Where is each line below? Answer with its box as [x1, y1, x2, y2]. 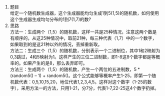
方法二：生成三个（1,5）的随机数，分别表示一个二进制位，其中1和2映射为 [9, 47, 160, 53]
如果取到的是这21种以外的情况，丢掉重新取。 [9, 41, 102, 47]
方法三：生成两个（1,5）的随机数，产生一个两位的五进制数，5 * [9, 66, 140, 72]
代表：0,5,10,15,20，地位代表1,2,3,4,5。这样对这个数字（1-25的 [18, 79, 147, 84]
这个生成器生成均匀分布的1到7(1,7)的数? [9, 16, 91, 22]
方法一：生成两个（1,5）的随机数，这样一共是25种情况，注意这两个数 [9, 29, 152, 34]
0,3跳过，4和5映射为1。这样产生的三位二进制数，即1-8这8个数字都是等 [9, 54, 156, 59]
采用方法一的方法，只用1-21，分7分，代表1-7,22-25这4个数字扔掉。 [20, 85, 159, 91]
